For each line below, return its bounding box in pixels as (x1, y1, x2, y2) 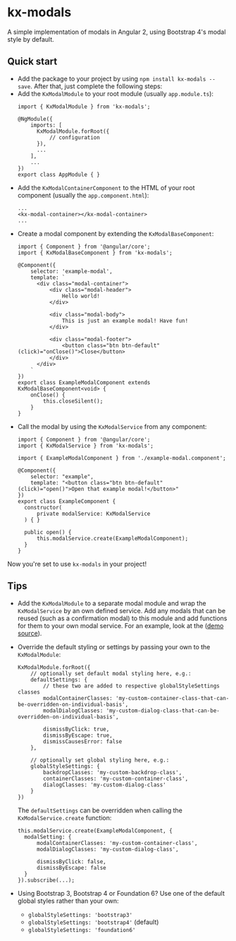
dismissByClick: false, (36, 858, 107, 865)
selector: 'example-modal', (30, 268, 113, 275)
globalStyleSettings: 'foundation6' (27, 926, 136, 933)
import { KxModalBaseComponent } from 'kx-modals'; (17, 249, 173, 256)
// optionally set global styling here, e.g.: (30, 757, 170, 764)
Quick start (7, 56, 58, 68)
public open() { (24, 528, 72, 535)
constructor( (24, 504, 63, 511)
